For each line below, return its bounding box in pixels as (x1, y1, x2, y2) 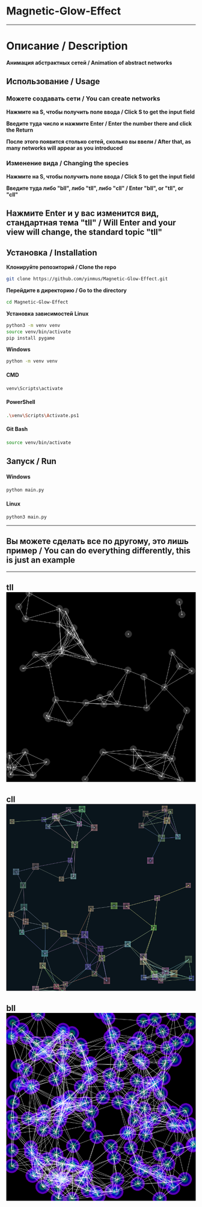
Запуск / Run (6, 456, 57, 466)
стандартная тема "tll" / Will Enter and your (6, 218, 176, 228)
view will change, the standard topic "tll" (6, 227, 162, 237)
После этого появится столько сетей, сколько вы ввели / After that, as (6, 138, 191, 145)
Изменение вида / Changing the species (6, 159, 129, 168)
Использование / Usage (6, 76, 100, 87)
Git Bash (6, 426, 28, 433)
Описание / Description (6, 39, 128, 53)
